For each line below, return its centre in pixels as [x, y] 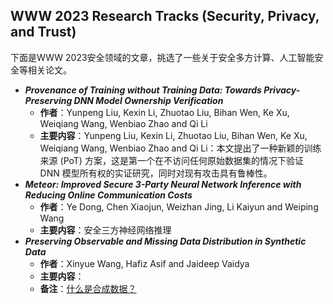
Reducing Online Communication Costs [108, 195]
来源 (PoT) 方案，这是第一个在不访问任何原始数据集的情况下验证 [171, 160]
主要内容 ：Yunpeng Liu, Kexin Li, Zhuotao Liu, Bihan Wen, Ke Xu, [173, 135]
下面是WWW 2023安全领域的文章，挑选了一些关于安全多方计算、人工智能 [162, 57]
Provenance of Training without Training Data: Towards [143, 90]
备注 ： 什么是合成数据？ [88, 288]
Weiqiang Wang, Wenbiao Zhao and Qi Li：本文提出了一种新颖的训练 [180, 148]
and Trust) [43, 32]
